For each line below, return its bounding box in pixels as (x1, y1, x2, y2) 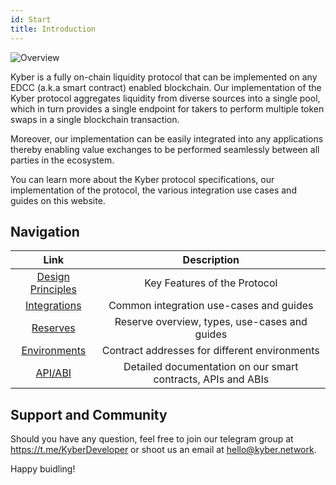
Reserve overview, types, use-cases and (114, 315, 308, 329)
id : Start (10, 14, 52, 25)
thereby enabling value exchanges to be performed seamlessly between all (10, 143, 320, 155)
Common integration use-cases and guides (108, 299, 314, 313)
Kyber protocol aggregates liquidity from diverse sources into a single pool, (10, 92, 321, 104)
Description (182, 253, 240, 267)
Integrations (25, 299, 82, 313)
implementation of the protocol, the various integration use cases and (10, 184, 297, 196)
